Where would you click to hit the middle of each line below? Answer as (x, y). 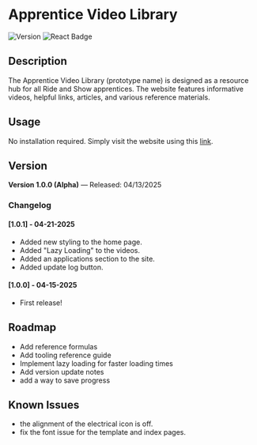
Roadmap (32, 328)
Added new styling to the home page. (81, 242)
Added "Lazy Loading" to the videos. (80, 250)
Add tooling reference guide (66, 355)
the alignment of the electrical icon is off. (86, 424)
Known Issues (44, 405)
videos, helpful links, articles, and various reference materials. (110, 97)
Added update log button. (61, 267)
